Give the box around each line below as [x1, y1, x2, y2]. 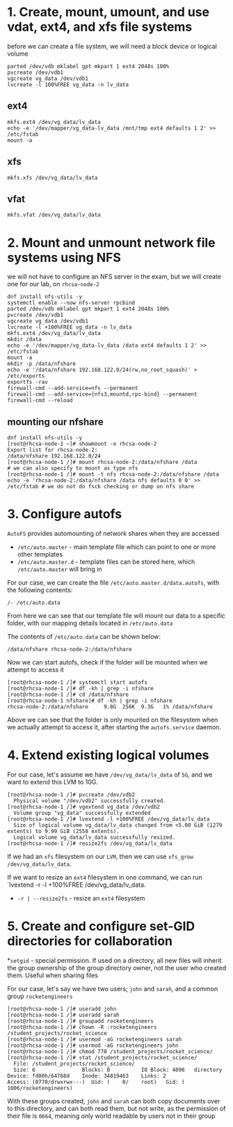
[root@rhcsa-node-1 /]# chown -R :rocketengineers [7, 1023, 157, 1031]
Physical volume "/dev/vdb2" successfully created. [13, 798, 167, 805]
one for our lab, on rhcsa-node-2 [7, 280, 99, 288]
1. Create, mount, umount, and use [7, 4, 210, 20]
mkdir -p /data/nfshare [7, 360, 77, 368]
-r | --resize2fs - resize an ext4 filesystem [17, 894, 145, 902]
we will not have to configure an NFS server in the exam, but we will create [7, 272, 221, 281]
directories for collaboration [7, 933, 172, 949]
